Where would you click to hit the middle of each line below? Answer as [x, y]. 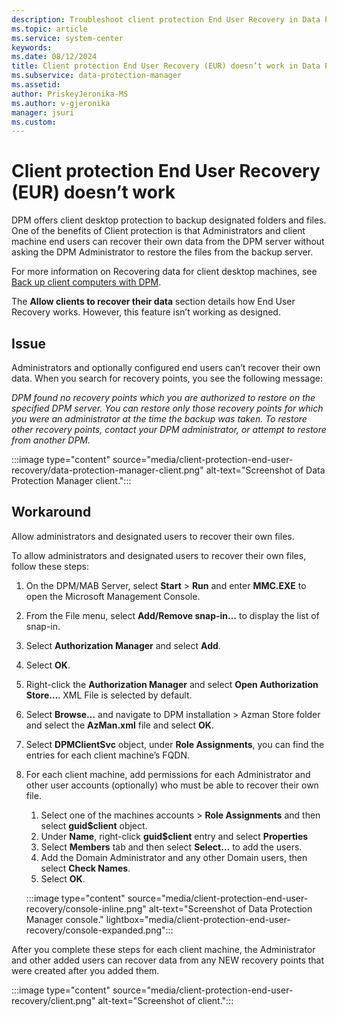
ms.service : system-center [67, 38]
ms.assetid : [36, 85]
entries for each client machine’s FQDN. [108, 755]
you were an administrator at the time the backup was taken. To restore [159, 419]
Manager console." [64, 919]
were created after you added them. [85, 970]
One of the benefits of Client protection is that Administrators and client [158, 231]
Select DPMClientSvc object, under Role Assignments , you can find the [175, 744]
